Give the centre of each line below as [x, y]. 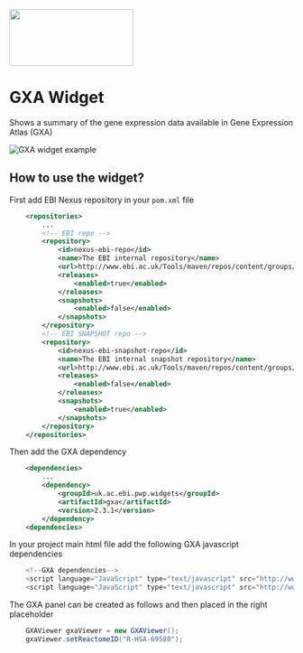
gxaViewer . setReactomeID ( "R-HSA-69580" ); [104, 639]
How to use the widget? [77, 178]
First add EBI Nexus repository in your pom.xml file [102, 200]
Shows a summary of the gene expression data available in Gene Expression [151, 122]
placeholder [32, 614]
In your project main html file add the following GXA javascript [124, 545]
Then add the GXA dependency [68, 452]
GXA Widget [57, 98]
